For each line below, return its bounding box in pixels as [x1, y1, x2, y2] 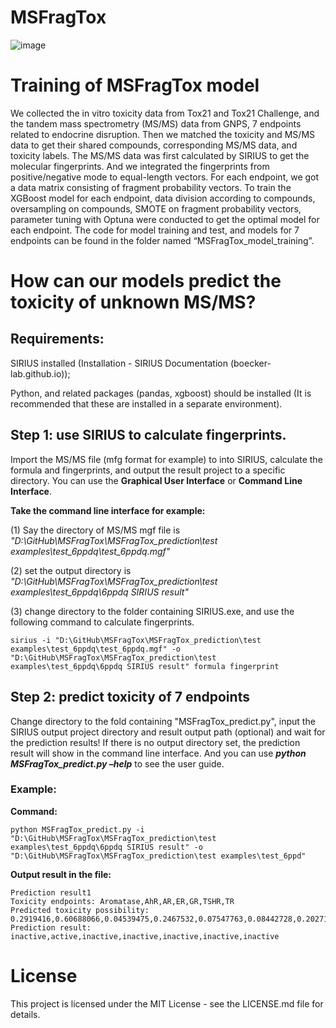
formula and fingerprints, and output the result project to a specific [10, 464, 286, 476]
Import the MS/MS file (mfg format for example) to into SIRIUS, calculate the [10, 453, 323, 465]
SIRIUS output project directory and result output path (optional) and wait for [10, 726, 326, 738]
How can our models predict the [10, 270, 282, 293]
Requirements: [10, 331, 105, 348]
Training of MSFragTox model [10, 74, 260, 97]
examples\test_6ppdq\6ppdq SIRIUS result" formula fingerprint [10, 661, 280, 671]
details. [10, 1008, 41, 1020]
